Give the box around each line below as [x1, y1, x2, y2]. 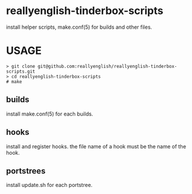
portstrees [6, 166, 46, 176]
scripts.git [6, 69, 35, 74]
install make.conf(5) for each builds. [6, 110, 93, 117]
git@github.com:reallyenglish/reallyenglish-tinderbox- [37, 63, 177, 69]
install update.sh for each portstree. [6, 182, 93, 189]
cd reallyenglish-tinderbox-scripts [11, 73, 101, 80]
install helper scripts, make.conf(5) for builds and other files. [6, 23, 153, 30]
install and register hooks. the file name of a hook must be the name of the [6, 142, 187, 150]
